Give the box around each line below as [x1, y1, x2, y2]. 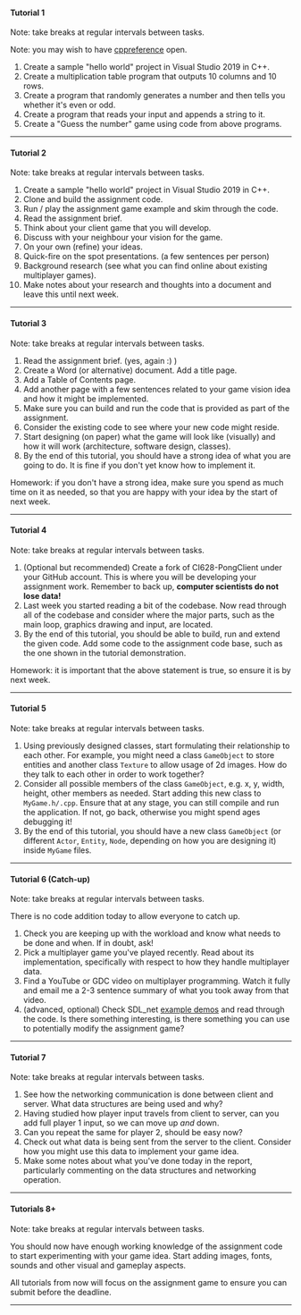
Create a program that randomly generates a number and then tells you [22, 90, 286, 101]
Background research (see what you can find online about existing [22, 260, 268, 272]
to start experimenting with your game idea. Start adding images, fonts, [10, 1250, 272, 1260]
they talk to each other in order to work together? [22, 769, 205, 780]
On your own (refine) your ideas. [22, 241, 144, 252]
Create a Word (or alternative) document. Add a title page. [22, 365, 238, 375]
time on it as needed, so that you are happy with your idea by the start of [10, 486, 278, 497]
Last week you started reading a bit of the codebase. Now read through [22, 600, 287, 611]
